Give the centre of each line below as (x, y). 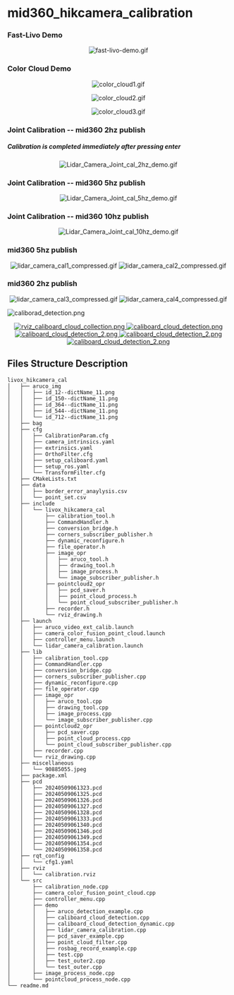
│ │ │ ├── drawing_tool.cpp (58, 708)
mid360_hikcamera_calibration (100, 13)
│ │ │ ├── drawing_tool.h (61, 565)
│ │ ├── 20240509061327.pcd (55, 806)
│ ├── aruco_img (34, 386)
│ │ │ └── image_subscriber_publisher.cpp (80, 720)
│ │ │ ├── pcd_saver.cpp (53, 732)
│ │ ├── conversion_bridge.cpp (60, 670)
